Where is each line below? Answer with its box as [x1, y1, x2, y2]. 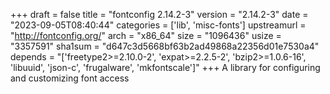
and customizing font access [10, 72, 130, 84]
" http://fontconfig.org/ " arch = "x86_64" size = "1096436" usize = [10, 30, 282, 41]
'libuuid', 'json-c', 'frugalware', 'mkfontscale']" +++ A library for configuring [10, 62, 321, 73]
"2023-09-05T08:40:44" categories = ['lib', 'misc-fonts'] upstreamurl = [10, 19, 307, 31]
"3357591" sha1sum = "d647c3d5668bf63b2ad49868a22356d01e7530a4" [10, 40, 320, 52]
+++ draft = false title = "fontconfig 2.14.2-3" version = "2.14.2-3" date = [10, 9, 309, 20]
